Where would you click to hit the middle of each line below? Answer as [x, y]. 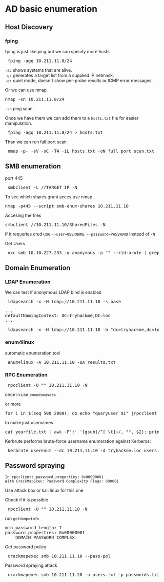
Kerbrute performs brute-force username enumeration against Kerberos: [78, 441]
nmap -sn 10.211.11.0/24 [35, 99]
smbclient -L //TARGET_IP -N [42, 187]
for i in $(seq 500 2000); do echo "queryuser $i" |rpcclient [81, 413]
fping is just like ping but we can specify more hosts [57, 51]
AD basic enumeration [51, 9]
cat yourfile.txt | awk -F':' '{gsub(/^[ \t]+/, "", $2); [76, 432]
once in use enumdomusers [31, 395]
